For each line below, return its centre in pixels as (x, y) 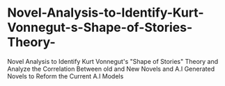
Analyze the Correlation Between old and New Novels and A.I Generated (111, 69)
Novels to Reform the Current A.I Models (65, 76)
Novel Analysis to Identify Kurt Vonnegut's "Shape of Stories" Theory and (113, 61)
